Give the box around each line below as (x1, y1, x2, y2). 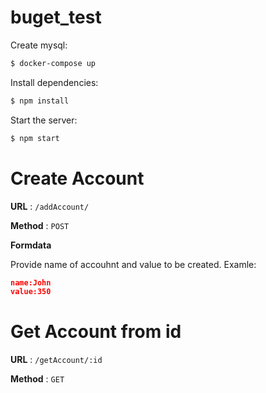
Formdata (10, 239, 52, 251)
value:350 (10, 287, 52, 297)
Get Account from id (10, 321, 182, 343)
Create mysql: (10, 39, 68, 51)
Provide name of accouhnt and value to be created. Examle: (10, 258, 257, 270)
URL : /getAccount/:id (10, 354, 103, 366)
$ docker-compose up (10, 58, 97, 68)
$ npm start (10, 133, 60, 143)
